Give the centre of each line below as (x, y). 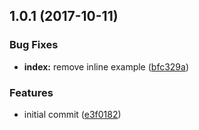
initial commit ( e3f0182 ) (72, 114)
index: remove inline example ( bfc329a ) (106, 66)
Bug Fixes (34, 45)
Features (31, 92)
